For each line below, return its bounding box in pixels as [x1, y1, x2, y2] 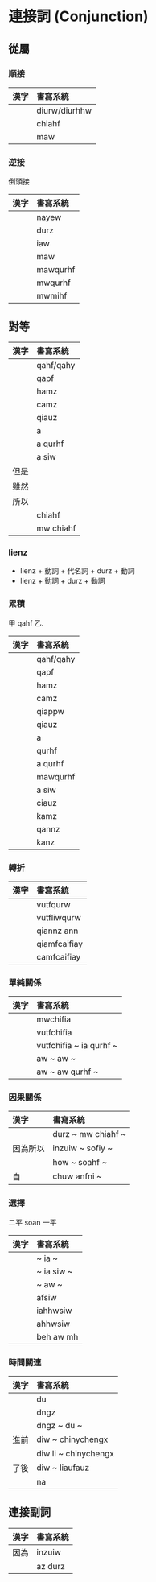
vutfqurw [36, 898, 71, 910]
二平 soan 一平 [8, 1217, 57, 1227]
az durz [36, 1560, 66, 1572]
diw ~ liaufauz [36, 1462, 90, 1473]
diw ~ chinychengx [36, 1434, 109, 1445]
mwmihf [36, 291, 68, 302]
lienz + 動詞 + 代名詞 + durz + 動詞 [19, 566, 135, 576]
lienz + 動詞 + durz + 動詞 [19, 576, 106, 586]
